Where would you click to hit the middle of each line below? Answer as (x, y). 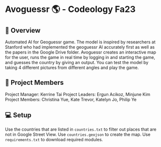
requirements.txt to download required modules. (54, 139)
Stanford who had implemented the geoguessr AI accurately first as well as (80, 47)
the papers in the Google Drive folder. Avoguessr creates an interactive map (80, 52)
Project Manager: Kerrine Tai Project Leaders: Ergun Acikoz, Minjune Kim (78, 94)
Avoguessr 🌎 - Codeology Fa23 (70, 9)
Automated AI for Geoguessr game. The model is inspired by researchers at (80, 42)
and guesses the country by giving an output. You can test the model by (77, 62)
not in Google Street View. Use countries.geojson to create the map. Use (78, 134)
